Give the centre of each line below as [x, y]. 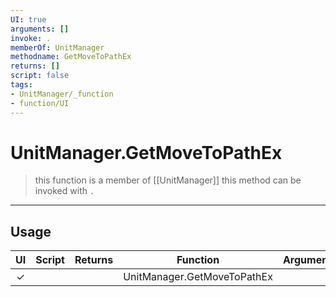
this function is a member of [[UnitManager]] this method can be [168, 180]
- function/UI [40, 103]
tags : [21, 85]
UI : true [28, 19]
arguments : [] [40, 29]
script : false [40, 76]
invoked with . [64, 191]
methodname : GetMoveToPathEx [71, 57]
